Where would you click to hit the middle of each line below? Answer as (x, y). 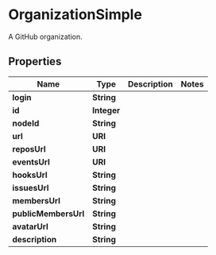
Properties (35, 62)
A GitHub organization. (46, 37)
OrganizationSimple (75, 15)
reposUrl (29, 149)
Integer (106, 110)
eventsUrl (31, 162)
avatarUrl (31, 226)
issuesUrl (31, 187)
